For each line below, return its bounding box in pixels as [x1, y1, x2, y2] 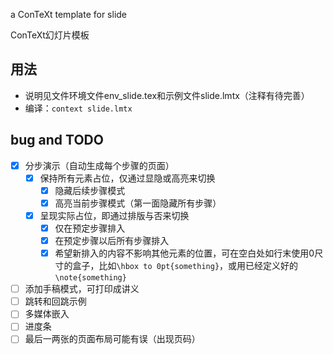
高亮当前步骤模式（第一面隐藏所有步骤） [54, 197, 222, 209]
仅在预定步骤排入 [54, 222, 126, 234]
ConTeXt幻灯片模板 [10, 29, 90, 41]
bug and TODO [10, 132, 104, 149]
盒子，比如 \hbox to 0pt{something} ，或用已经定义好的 [72, 260, 299, 272]
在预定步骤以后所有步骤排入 [54, 235, 170, 246]
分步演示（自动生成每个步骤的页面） [24, 159, 175, 171]
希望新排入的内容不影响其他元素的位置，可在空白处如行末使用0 [54, 247, 315, 259]
